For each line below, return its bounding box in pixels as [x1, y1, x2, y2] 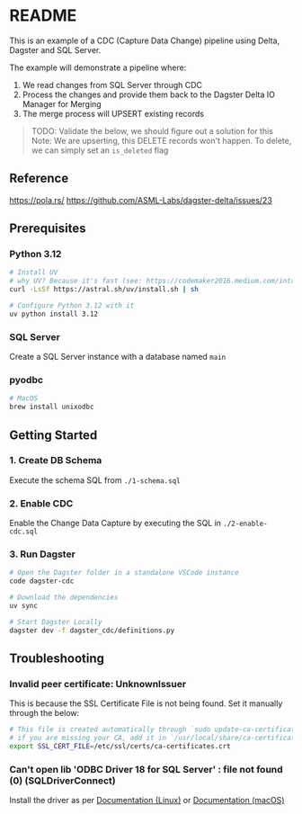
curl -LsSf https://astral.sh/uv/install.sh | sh [9, 285, 200, 294]
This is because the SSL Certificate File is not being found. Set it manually [9, 698, 283, 709]
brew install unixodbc [9, 402, 94, 412]
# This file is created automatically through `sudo [9, 725, 211, 734]
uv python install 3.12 [9, 309, 99, 318]
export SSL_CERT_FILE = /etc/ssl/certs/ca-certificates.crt [9, 742, 231, 751]
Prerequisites [9, 221, 86, 237]
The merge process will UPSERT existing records [22, 108, 205, 119]
